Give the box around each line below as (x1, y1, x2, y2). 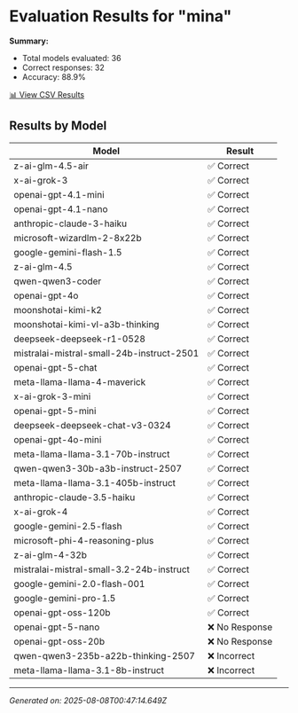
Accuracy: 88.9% (21, 71, 86, 82)
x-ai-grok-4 (13, 505, 68, 518)
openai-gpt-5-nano (13, 621, 100, 633)
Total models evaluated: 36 (21, 52, 122, 63)
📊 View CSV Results (9, 89, 85, 99)
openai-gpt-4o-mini (13, 433, 102, 445)
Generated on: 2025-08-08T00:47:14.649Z (9, 694, 168, 706)
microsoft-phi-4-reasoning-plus (13, 534, 154, 546)
